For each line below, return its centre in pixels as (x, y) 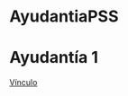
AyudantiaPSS (64, 17)
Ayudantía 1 (54, 58)
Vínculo (23, 83)
